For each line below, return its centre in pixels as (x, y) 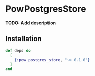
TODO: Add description (31, 23)
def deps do (18, 50)
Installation (23, 39)
